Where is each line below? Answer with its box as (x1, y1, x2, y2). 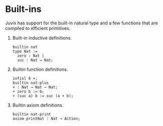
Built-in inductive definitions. (12, 35, 72, 41)
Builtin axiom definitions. (12, 102, 64, 108)
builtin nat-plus (12, 80, 49, 85)
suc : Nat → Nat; (17, 57, 54, 63)
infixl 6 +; (12, 76, 38, 81)
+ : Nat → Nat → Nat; (12, 85, 58, 90)
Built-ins (5, 3, 42, 15)
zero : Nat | (17, 53, 45, 58)
